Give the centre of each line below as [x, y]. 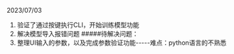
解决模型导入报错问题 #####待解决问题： [78, 34]
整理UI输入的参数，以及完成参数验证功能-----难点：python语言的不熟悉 [122, 43]
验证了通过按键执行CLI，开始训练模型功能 [78, 25]
